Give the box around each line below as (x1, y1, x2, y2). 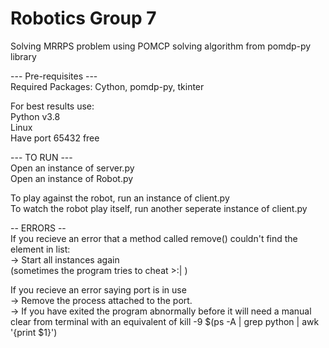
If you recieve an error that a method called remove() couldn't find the (10, 232, 298, 244)
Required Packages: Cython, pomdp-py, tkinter (10, 80, 205, 92)
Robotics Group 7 (10, 7, 157, 30)
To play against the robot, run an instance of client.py (10, 192, 230, 204)
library (10, 50, 37, 62)
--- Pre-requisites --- (10, 70, 98, 82)
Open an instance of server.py (10, 162, 135, 174)
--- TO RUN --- (10, 151, 73, 163)
